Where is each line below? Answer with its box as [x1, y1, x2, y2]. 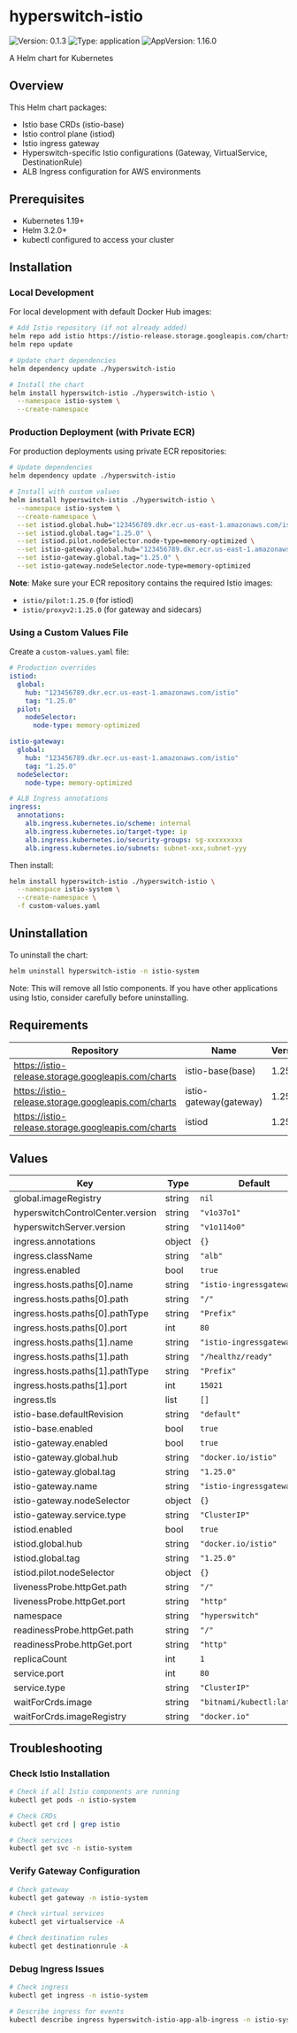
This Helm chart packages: [9, 102, 108, 113]
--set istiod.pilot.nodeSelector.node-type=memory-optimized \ [17, 537, 255, 546]
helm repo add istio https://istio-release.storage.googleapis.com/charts [9, 332, 291, 341]
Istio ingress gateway [21, 137, 100, 148]
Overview [9, 78, 65, 94]
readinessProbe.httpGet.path [13, 1624, 134, 1636]
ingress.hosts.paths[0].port [13, 1322, 127, 1334]
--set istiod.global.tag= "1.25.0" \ [17, 529, 152, 538]
